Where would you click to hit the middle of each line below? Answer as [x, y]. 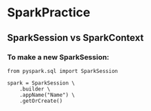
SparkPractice [49, 13]
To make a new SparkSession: [58, 57]
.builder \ [35, 89]
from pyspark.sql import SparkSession [62, 71]
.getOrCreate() [41, 101]
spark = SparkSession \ [41, 83]
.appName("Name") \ [47, 95]
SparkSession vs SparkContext [75, 38]
